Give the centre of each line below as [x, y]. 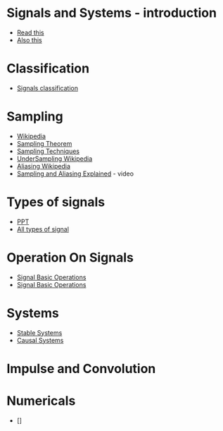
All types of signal [43, 229]
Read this [30, 32]
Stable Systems [39, 332]
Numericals [41, 401]
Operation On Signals [70, 257]
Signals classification [47, 88]
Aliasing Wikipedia [44, 166]
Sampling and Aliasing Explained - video [75, 174]
